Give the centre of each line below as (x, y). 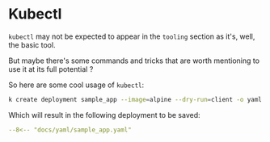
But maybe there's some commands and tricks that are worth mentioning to (134, 61)
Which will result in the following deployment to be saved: (104, 115)
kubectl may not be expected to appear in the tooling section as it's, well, (132, 36)
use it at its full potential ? (51, 69)
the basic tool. (32, 44)
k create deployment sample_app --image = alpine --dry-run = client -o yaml (135, 99)
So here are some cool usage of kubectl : (76, 85)
